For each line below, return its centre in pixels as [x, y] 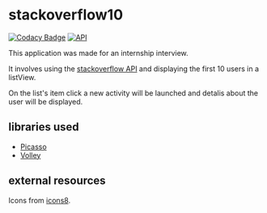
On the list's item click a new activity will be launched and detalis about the [133, 93]
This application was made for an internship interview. [98, 53]
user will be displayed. [46, 101]
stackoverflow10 [66, 15]
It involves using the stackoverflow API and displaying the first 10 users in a [134, 68]
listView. [22, 77]
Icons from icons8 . [40, 200]
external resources [57, 181]
